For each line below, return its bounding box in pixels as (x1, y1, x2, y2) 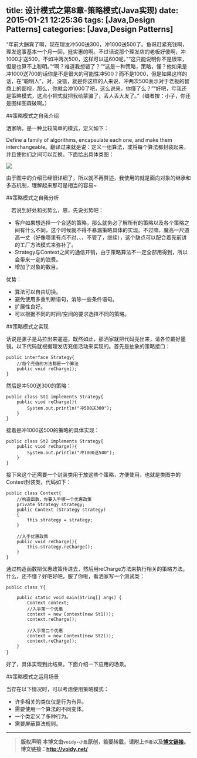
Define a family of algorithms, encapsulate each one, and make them (6, 136, 172, 143)
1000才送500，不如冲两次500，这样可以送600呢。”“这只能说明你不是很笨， (6, 55, 188, 62)
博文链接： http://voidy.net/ (20, 745, 88, 752)
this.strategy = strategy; (27, 517, 93, 523)
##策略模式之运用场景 (6, 673, 59, 680)
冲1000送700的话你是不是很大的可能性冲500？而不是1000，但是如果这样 (6, 70, 182, 77)
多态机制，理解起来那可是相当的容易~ (6, 181, 97, 188)
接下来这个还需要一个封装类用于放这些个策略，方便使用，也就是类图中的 (6, 471, 181, 478)
